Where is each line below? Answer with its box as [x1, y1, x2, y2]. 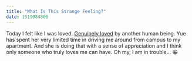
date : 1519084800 [6, 14, 49, 20]
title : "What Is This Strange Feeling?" [6, 8, 107, 15]
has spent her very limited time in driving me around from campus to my [6, 36, 181, 43]
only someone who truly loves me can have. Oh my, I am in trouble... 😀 [6, 48, 178, 55]
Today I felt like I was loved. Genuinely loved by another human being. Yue [6, 30, 186, 37]
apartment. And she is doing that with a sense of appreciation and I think [6, 42, 182, 49]
